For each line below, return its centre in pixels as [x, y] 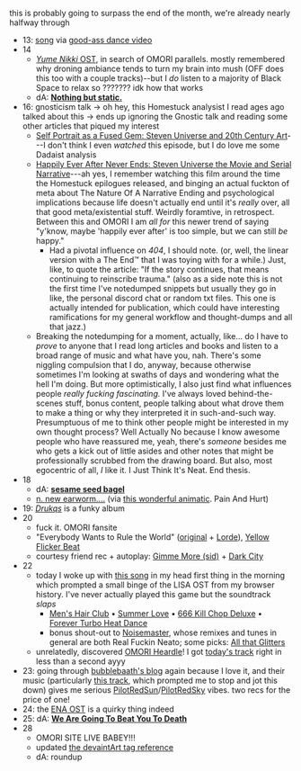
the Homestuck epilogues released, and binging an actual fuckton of [163, 183]
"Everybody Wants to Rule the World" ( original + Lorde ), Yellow [152, 537]
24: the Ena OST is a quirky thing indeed [98, 709]
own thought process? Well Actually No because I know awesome [158, 432]
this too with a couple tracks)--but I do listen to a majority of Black [158, 78]
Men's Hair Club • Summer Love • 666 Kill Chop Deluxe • [156, 614]
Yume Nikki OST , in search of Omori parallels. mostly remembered [160, 59]
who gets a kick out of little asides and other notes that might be [155, 451]
